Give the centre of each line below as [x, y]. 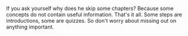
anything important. [30, 27]
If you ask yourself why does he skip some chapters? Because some [90, 8]
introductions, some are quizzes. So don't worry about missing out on [91, 21]
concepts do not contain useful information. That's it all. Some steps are [94, 15]
